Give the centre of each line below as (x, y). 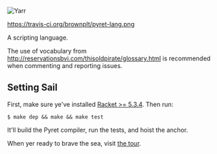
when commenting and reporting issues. (65, 66)
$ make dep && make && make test (55, 117)
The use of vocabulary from (47, 51)
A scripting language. (38, 37)
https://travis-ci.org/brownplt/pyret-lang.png (71, 24)
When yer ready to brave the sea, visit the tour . (74, 143)
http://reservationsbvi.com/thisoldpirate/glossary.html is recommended (109, 58)
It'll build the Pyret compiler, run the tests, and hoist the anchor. (98, 130)
